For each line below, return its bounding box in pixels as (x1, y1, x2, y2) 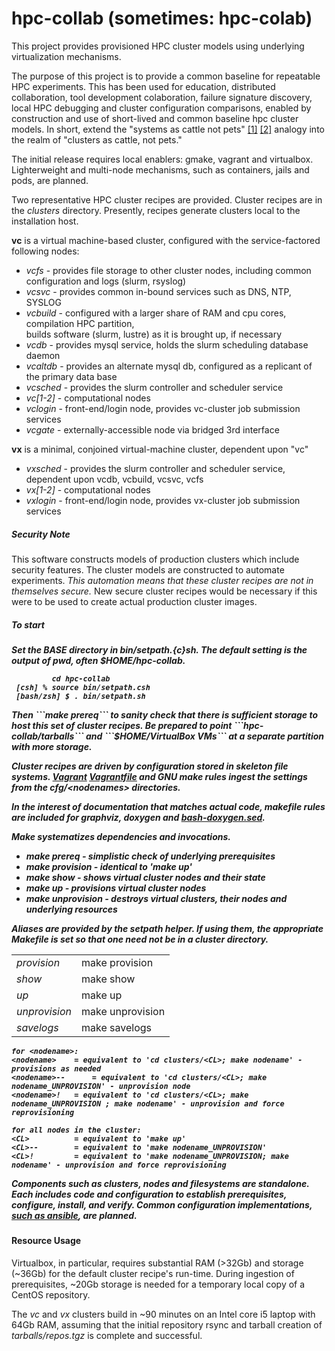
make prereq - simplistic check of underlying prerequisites (25, 850, 276, 862)
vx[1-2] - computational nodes (25, 483, 151, 496)
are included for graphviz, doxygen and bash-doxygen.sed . (11, 811, 266, 823)
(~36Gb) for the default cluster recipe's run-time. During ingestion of (11, 1267, 295, 1279)
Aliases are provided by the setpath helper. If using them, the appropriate (11, 922, 324, 934)
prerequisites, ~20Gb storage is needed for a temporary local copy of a (11, 1278, 306, 1290)
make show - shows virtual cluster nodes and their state (25, 871, 266, 883)
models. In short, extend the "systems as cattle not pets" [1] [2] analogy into (11, 123, 325, 135)
